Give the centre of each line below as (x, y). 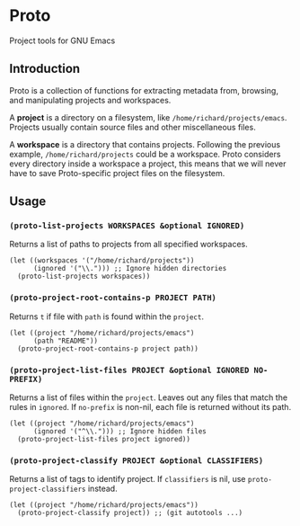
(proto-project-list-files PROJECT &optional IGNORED (129, 370)
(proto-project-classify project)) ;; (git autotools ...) (130, 513)
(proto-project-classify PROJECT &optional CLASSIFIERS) (137, 460)
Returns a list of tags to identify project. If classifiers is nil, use (128, 479)
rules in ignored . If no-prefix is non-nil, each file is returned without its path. (150, 407)
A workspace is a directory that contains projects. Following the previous (145, 144)
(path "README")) (66, 341)
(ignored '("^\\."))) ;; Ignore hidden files (119, 432)
